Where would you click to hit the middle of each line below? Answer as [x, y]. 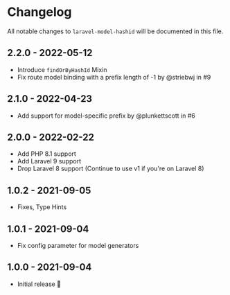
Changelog [39, 12]
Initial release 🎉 [39, 284]
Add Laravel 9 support [49, 161]
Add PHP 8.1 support [46, 154]
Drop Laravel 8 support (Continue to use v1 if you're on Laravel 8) [110, 169]
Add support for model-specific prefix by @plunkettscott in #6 [106, 116]
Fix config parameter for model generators [78, 245]
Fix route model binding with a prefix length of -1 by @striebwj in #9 [114, 77]
